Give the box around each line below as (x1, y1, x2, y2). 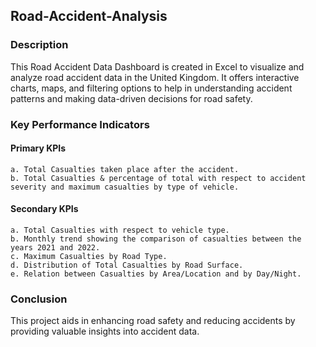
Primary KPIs (10, 142, 67, 154)
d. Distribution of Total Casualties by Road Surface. (10, 260, 244, 271)
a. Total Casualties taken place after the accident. (10, 164, 240, 174)
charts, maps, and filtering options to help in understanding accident (10, 82, 293, 94)
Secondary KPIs (10, 203, 79, 215)
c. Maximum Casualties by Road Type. (10, 252, 168, 262)
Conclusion (10, 292, 68, 306)
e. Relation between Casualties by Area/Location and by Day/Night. (10, 269, 302, 279)
